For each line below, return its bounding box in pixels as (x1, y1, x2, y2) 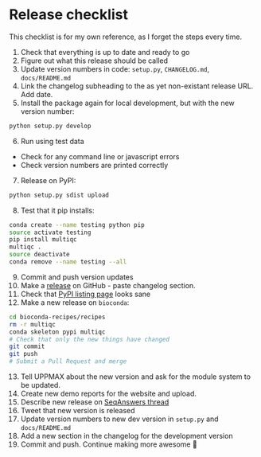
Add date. (20, 89, 53, 99)
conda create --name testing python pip (9, 221, 146, 228)
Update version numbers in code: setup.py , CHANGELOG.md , (20, 64, 210, 73)
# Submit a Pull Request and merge (9, 357, 127, 365)
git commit (9, 342, 45, 351)
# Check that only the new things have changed (9, 335, 170, 343)
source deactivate (9, 251, 70, 259)
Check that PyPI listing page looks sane (20, 289, 150, 299)
